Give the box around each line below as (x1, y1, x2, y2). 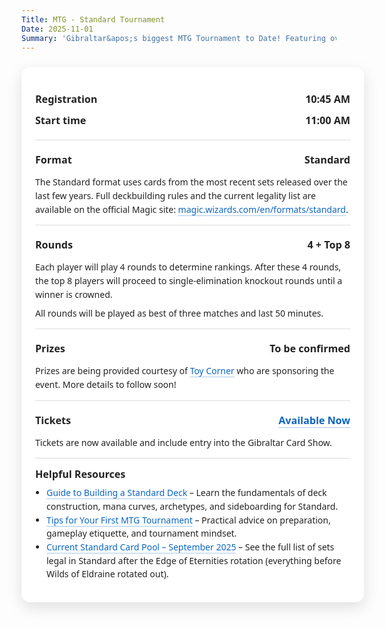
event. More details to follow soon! (35, 377, 177, 391)
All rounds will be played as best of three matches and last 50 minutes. (35, 306, 324, 320)
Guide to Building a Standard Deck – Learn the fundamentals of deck (46, 486, 328, 500)
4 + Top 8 (307, 237, 351, 253)
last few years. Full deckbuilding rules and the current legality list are (35, 189, 316, 203)
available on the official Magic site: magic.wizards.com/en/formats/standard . (35, 202, 349, 216)
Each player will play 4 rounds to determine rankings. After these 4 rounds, (35, 261, 342, 274)
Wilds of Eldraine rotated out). (46, 567, 169, 581)
